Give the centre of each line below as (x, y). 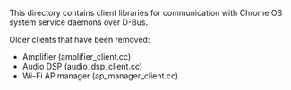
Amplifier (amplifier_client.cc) (77, 57)
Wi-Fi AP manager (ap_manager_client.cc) (100, 76)
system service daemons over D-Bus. (79, 22)
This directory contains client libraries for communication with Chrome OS (146, 13)
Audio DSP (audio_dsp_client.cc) (82, 66)
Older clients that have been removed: (80, 40)
